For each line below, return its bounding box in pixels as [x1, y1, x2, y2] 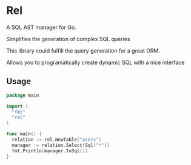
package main [6, 92, 39, 99]
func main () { [6, 131, 42, 137]
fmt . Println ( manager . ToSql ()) [12, 147, 88, 154]
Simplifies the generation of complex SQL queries [6, 35, 130, 42]
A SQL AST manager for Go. [6, 24, 77, 31]
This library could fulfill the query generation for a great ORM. [6, 47, 161, 54]
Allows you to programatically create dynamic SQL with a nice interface [6, 59, 185, 66]
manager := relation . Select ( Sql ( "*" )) [12, 142, 110, 148]
